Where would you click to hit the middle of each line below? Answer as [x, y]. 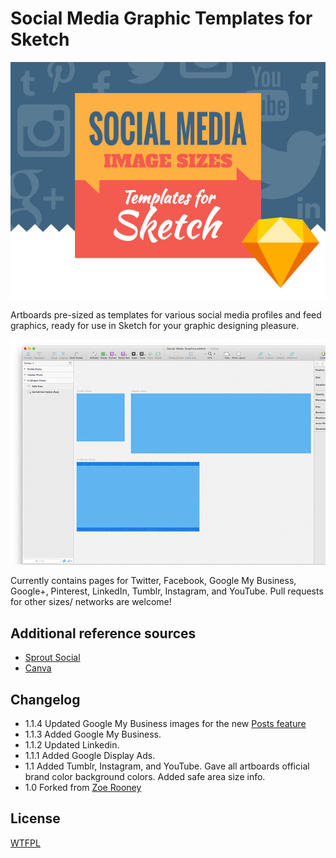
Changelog [45, 699]
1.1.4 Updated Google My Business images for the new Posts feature [165, 724]
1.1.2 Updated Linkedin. [72, 745]
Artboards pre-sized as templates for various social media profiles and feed [166, 314]
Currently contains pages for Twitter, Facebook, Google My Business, [153, 581]
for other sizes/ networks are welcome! [91, 602]
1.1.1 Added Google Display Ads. [90, 756]
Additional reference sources [103, 633]
